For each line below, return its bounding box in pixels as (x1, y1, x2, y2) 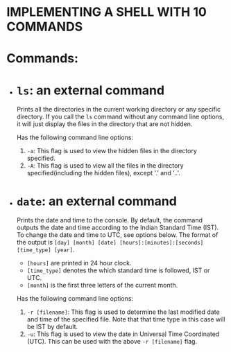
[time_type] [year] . (16, 245, 75, 254)
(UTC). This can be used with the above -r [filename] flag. (26, 337, 198, 346)
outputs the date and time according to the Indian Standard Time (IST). (16, 223, 219, 232)
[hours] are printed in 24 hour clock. (26, 259, 132, 267)
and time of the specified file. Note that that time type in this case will (26, 315, 225, 324)
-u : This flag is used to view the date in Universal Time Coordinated (26, 330, 220, 338)
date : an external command (16, 193, 178, 209)
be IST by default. (26, 323, 78, 331)
